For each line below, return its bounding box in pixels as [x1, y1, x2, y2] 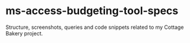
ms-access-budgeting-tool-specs [5, 4, 179, 18]
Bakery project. [5, 29, 43, 37]
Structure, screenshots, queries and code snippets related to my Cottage [5, 24, 184, 31]
